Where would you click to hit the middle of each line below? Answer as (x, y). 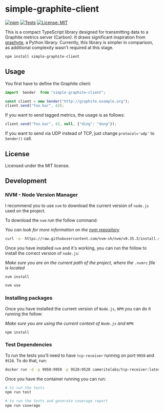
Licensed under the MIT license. (37, 165)
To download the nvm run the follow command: (51, 220)
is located (15, 268)
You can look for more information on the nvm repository (62, 229)
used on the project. (25, 210)
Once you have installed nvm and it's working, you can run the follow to (76, 248)
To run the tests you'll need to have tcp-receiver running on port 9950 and (80, 355)
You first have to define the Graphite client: (48, 83)
